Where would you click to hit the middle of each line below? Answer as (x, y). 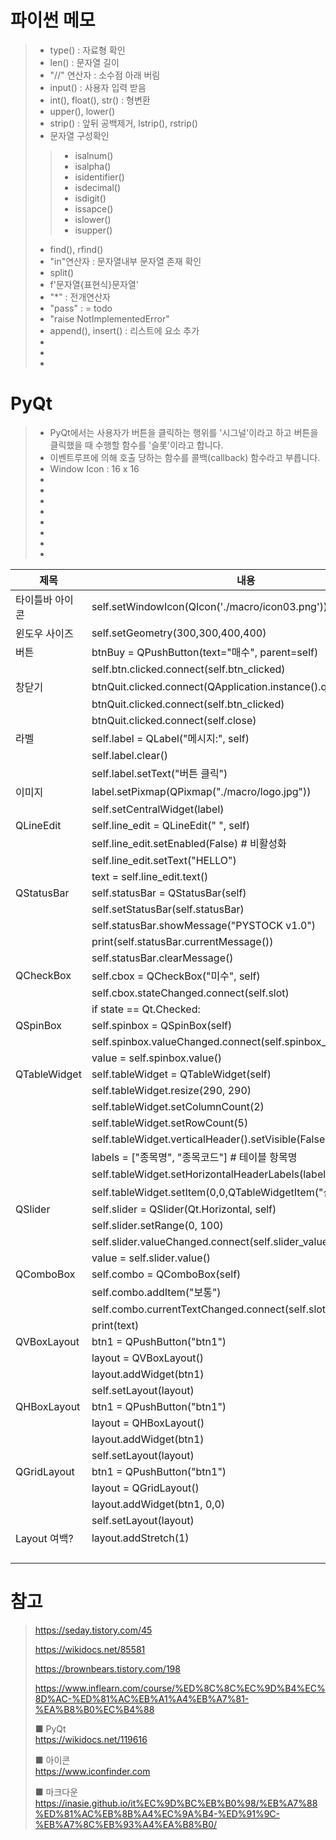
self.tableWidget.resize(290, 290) (171, 1090)
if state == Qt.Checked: (146, 1009)
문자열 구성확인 (79, 135)
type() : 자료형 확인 (87, 50)
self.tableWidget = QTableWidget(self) (181, 1074)
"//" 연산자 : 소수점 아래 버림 (105, 75)
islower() (93, 219)
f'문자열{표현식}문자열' (94, 284)
